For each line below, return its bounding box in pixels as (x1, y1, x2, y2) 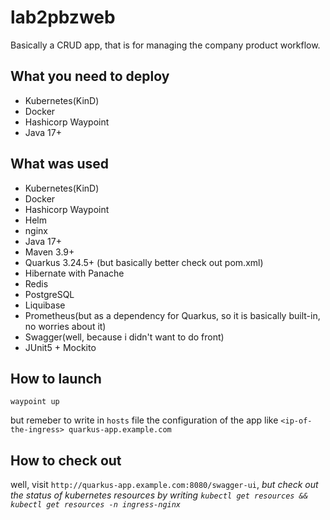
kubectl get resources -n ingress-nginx (10, 500, 182, 510)
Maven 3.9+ (24, 246, 75, 258)
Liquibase (24, 299, 66, 311)
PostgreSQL (24, 288, 75, 300)
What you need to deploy (10, 68, 170, 85)
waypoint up (10, 397, 60, 407)
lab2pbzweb (10, 6, 116, 29)
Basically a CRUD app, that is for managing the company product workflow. (10, 39, 321, 51)
